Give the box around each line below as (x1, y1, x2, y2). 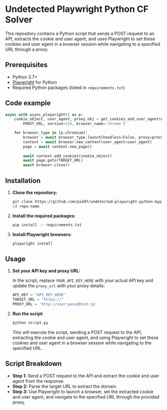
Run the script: (12, 311, 44, 317)
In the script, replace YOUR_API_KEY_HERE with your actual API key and (12, 277, 153, 284)
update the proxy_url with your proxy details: (12, 283, 105, 289)
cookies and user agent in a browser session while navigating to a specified (5, 41, 161, 47)
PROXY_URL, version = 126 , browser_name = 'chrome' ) (23, 121, 126, 126)
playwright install (12, 241, 53, 246)
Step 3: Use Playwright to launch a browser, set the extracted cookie (12, 389, 154, 395)
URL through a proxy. (5, 46, 49, 52)
